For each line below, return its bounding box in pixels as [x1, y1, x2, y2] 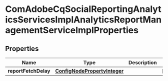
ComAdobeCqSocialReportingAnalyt [5, 3, 161, 15]
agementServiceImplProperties [5, 25, 139, 36]
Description [128, 59, 157, 66]
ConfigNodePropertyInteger [54, 68, 124, 74]
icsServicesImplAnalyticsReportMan [5, 14, 161, 25]
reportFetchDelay [7, 68, 50, 74]
